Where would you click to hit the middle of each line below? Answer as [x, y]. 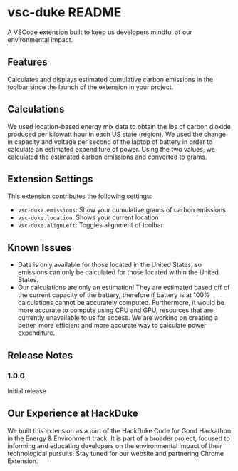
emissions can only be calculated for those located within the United [118, 272]
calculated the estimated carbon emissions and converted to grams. [108, 157]
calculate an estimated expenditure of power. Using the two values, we [112, 149]
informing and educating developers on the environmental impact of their [115, 445]
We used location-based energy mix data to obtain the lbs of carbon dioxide [119, 126]
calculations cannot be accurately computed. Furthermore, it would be [121, 303]
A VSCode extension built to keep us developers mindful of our [100, 32]
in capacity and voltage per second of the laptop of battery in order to [110, 141]
